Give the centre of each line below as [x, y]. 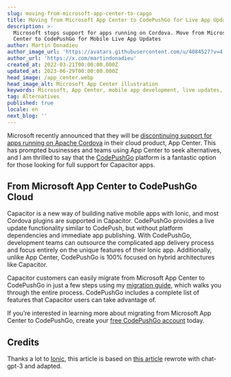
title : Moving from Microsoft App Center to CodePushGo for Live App [109, 20]
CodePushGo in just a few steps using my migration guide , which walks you [114, 286]
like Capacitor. [27, 265]
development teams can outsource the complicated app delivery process [111, 243]
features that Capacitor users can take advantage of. [82, 300]
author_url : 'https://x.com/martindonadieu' [72, 58]
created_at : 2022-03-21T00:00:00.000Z [63, 65]
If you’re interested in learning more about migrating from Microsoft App [109, 313]
